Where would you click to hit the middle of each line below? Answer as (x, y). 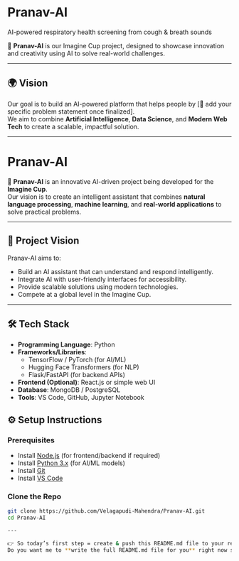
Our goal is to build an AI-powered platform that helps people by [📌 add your (119, 104)
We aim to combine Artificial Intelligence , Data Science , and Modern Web (117, 119)
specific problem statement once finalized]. (71, 111)
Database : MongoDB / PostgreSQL (69, 390)
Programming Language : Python (66, 344)
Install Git (31, 470)
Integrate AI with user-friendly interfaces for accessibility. (102, 279)
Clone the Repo (34, 496)
